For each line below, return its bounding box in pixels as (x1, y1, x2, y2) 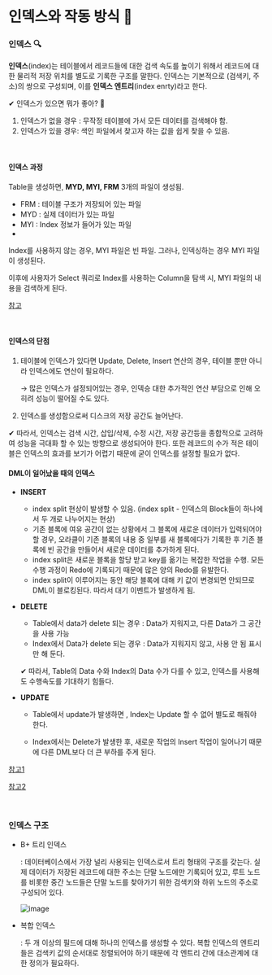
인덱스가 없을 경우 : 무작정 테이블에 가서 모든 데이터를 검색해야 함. (19, 116, 228, 126)
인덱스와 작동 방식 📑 (8, 7, 133, 26)
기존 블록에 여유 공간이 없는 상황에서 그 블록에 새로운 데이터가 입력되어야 (32, 524, 262, 534)
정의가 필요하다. (28, 958, 80, 968)
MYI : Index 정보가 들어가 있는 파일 (19, 219, 132, 229)
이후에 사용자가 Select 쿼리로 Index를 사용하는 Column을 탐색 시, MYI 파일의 (8, 273, 253, 282)
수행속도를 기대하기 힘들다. (28, 676, 114, 686)
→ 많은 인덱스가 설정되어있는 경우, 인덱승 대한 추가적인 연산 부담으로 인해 (19, 383, 253, 393)
